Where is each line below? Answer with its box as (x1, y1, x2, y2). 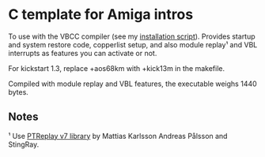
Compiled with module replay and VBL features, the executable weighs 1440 (8, 79, 257, 88)
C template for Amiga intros (8, 6, 194, 24)
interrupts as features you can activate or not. (8, 48, 157, 58)
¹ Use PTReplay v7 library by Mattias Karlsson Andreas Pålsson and (8, 131, 228, 140)
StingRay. (8, 140, 40, 149)
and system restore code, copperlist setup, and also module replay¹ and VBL (8, 39, 258, 49)
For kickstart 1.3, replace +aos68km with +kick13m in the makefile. (8, 63, 225, 73)
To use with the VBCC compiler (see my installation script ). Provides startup (8, 32, 256, 41)
